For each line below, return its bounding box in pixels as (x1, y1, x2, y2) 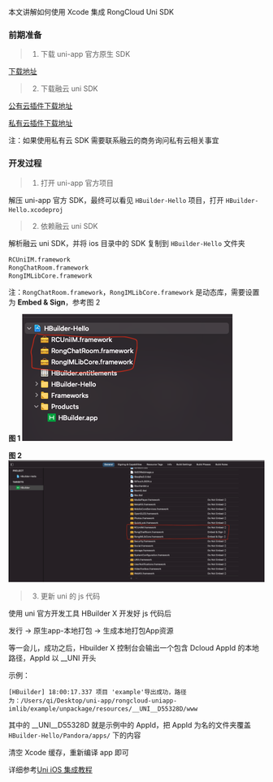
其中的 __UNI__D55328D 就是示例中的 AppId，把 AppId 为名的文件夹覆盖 (8, 719, 252, 729)
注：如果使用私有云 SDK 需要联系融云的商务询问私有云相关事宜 (8, 136, 219, 145)
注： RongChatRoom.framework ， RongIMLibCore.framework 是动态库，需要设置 (8, 287, 260, 296)
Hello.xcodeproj (8, 205, 63, 214)
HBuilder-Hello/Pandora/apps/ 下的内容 (8, 730, 141, 740)
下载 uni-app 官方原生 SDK (40, 50, 131, 59)
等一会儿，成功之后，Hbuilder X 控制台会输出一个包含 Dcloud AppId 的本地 (8, 642, 260, 652)
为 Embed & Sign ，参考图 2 (8, 297, 101, 307)
